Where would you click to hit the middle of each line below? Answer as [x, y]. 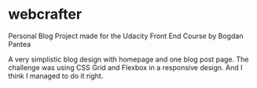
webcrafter [45, 14]
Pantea [20, 44]
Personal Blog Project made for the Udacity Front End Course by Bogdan [126, 36]
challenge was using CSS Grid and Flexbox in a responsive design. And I [125, 67]
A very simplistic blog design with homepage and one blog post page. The [128, 59]
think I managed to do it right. [56, 76]
